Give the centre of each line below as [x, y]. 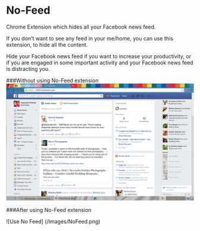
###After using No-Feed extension [49, 210]
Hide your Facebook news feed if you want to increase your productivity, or [99, 56]
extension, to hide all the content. [47, 45]
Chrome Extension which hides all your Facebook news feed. [81, 27]
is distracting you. [28, 68]
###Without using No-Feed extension [52, 80]
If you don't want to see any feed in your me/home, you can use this [90, 38]
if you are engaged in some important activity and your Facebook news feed [100, 63]
